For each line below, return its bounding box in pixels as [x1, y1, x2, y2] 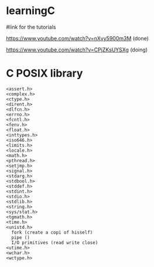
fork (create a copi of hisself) [11, 230, 93, 235]
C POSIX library [6, 67, 83, 80]
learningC [6, 4, 56, 18]
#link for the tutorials [6, 23, 57, 30]
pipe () [11, 234, 30, 241]
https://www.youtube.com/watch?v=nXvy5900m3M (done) [6, 35, 149, 42]
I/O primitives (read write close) [11, 239, 98, 245]
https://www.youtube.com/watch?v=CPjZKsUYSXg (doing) [6, 46, 148, 53]
